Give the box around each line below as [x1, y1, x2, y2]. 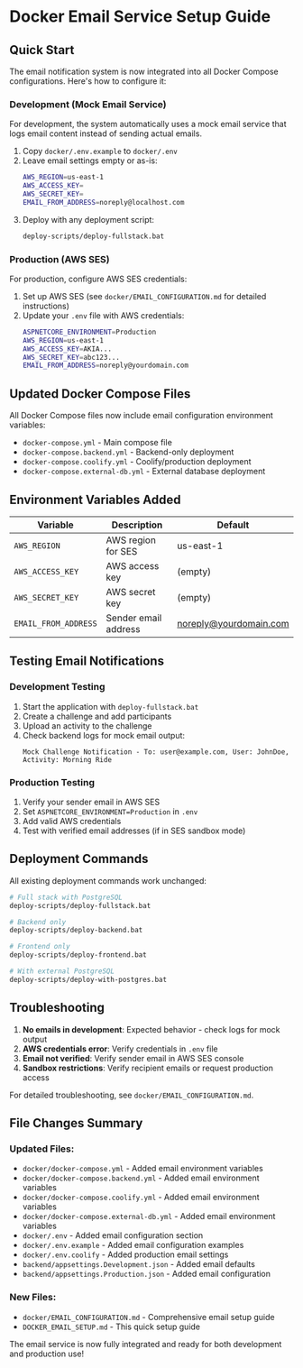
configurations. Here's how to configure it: [9, 76, 167, 87]
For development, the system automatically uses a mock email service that [9, 119, 287, 130]
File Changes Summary [9, 1116, 143, 1131]
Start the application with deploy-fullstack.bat [22, 701, 199, 712]
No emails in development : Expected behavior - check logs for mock [22, 1024, 281, 1034]
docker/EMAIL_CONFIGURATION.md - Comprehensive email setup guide [22, 1311, 275, 1322]
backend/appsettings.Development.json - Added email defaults [22, 1259, 255, 1270]
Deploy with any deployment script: [22, 214, 155, 225]
